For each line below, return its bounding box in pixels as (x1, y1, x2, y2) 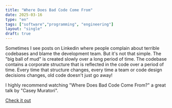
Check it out (5, 97, 31, 103)
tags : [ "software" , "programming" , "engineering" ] (5, 21, 114, 27)
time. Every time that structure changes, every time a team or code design (5, 67, 163, 73)
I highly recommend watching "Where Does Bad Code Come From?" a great (5, 82, 166, 88)
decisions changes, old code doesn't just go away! (5, 72, 113, 78)
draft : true (5, 31, 31, 36)
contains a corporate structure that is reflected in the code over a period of (5, 62, 164, 67)
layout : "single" (5, 26, 43, 32)
